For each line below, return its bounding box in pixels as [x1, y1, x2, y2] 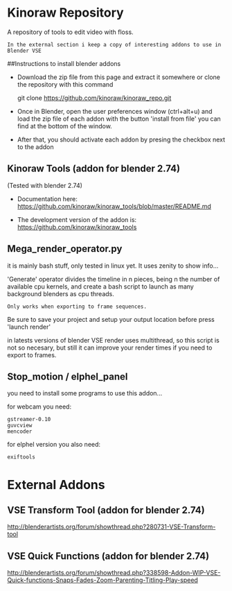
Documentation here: [17, 194, 78, 203]
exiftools [7, 454, 36, 461]
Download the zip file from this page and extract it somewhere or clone [17, 73, 220, 81]
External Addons [7, 477, 105, 492]
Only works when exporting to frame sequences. [7, 303, 148, 310]
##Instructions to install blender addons [7, 59, 121, 67]
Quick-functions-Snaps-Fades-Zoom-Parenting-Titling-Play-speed [7, 576, 199, 584]
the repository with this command [17, 80, 114, 88]
